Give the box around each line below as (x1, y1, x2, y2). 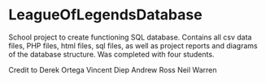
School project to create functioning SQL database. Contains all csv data (8, 32, 252, 42)
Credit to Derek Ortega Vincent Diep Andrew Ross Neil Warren (8, 64, 217, 74)
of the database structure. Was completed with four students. (8, 49, 215, 59)
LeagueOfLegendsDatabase (8, 6, 203, 24)
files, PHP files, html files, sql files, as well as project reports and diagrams (8, 40, 258, 50)
